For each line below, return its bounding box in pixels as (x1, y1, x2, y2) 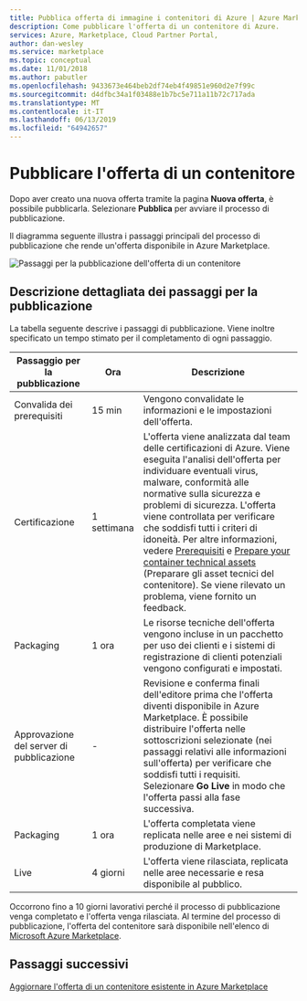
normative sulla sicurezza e (143, 487, 261, 500)
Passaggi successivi (9, 956, 130, 973)
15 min (91, 404, 122, 416)
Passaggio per (16, 353, 80, 366)
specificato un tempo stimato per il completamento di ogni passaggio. (9, 332, 272, 343)
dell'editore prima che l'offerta (143, 688, 273, 701)
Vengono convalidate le (143, 392, 245, 405)
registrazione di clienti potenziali (143, 650, 282, 663)
